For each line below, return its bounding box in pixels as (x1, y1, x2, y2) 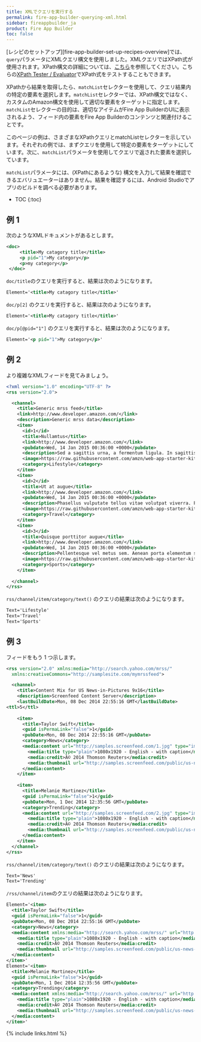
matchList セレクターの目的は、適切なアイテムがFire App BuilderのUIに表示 (6, 106, 190, 113)
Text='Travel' (6, 613, 42, 619)
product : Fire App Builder (6, 25, 74, 32)
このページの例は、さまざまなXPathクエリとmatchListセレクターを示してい (6, 134, 191, 141)
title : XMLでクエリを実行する (6, 8, 74, 15)
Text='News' (6, 872, 36, 878)
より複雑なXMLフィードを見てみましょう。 (6, 372, 112, 379)
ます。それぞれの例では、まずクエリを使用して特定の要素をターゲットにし (6, 141, 189, 149)
